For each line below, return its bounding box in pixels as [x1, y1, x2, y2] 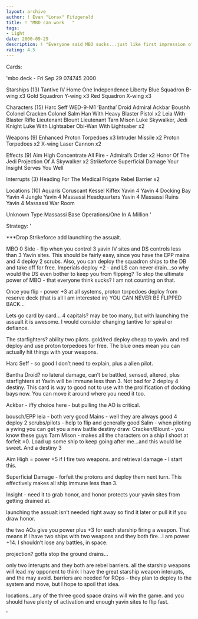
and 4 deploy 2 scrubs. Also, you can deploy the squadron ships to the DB [6, 258, 187, 265]
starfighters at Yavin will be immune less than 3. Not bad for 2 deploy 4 [6, 377, 179, 384]
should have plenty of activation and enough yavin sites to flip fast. [6, 598, 169, 605]
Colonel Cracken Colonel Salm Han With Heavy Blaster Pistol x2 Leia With [6, 110, 186, 117]
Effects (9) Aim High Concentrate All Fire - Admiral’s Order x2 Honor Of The [6, 152, 190, 159]
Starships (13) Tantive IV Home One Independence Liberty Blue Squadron [6, 86, 184, 93]
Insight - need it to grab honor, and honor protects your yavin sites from [6, 490, 180, 498]
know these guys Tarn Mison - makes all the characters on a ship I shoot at [6, 432, 189, 439]
